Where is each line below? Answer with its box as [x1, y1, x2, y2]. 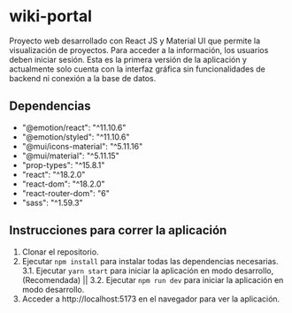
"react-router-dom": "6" [21, 187, 111, 198]
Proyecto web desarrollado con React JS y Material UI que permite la [9, 35, 261, 46]
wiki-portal [9, 6, 93, 27]
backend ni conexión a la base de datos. [9, 73, 157, 83]
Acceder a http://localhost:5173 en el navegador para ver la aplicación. [21, 294, 280, 304]
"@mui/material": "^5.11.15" [21, 150, 119, 161]
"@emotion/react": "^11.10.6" [21, 122, 127, 133]
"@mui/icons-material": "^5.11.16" [21, 141, 143, 151]
